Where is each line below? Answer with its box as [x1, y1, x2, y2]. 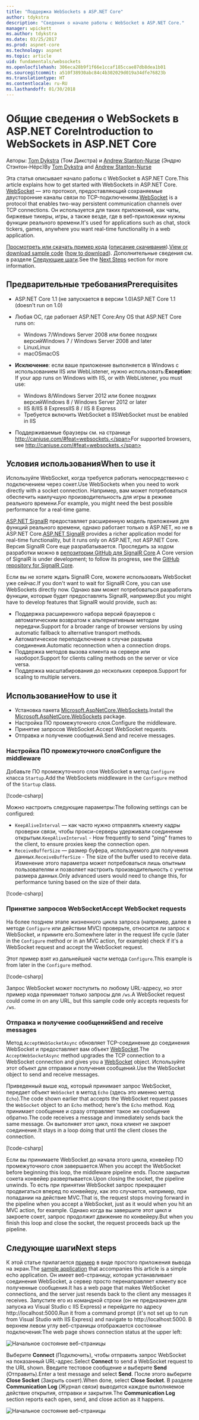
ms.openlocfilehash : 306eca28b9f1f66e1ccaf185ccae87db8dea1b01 [6, 64, 166, 70]
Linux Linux [23, 344, 50, 351]
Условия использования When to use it [6, 459, 156, 469]
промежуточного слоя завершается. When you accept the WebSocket [6, 1162, 181, 1170]
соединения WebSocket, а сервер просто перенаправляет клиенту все [6, 1278, 187, 1285]
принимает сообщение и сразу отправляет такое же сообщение [6, 1108, 170, 1115]
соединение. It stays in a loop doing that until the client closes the [6, 1126, 168, 1134]
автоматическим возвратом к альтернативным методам [14, 617, 159, 624]
